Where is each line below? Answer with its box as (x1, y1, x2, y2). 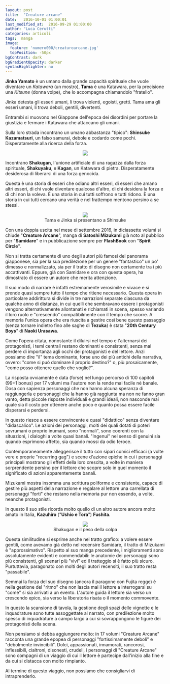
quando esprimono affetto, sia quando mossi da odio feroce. (5, 439, 132, 445)
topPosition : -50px (10, 50, 51, 55)
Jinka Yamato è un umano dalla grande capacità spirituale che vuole (5, 78, 149, 85)
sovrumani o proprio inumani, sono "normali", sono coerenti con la (5, 428, 144, 434)
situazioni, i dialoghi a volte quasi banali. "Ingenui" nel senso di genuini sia (5, 433, 161, 440)
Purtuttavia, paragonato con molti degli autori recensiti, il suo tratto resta (5, 563, 157, 569)
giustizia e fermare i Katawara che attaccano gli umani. (5, 120, 120, 126)
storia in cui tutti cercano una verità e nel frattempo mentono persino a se (5, 197, 159, 203)
